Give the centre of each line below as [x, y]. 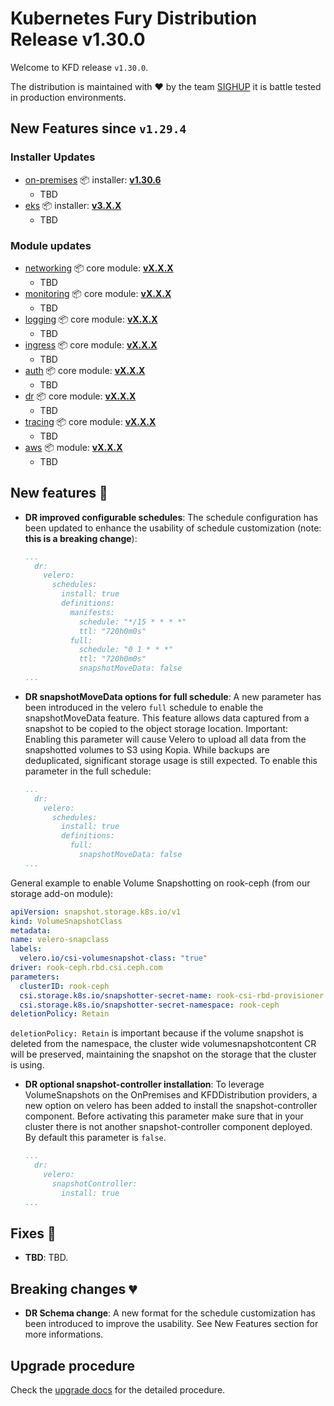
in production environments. [68, 97]
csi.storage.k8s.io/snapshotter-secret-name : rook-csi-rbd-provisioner [172, 995]
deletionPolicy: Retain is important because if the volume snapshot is [157, 1033]
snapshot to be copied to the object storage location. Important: [156, 728]
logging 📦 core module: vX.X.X [91, 319]
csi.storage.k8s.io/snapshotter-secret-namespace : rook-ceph [149, 1005]
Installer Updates [53, 157]
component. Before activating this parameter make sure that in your [164, 1116]
